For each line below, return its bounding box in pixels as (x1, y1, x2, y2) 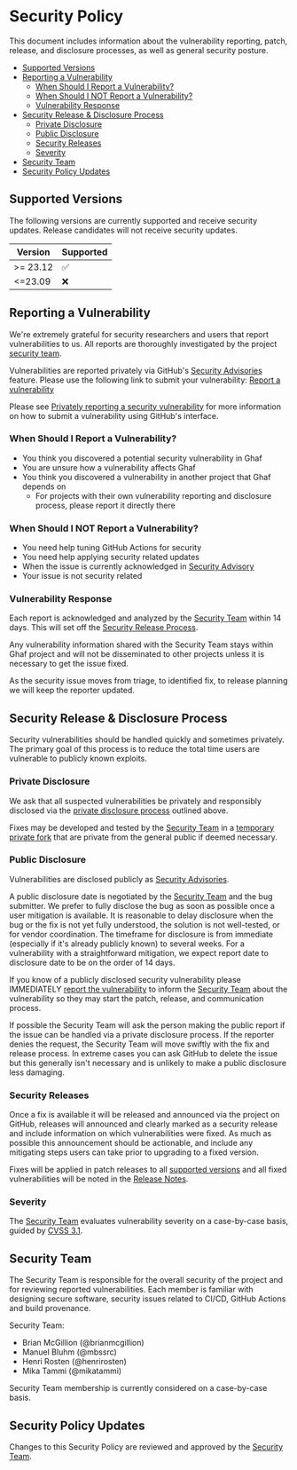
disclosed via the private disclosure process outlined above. (9, 805, 229, 816)
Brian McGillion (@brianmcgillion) (21, 1338, 145, 1348)
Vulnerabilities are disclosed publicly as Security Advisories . (9, 873, 230, 884)
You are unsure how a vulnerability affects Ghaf (21, 462, 197, 472)
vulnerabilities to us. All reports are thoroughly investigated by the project (9, 338, 277, 349)
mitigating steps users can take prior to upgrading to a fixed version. (9, 1147, 260, 1158)
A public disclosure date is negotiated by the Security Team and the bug (9, 890, 273, 902)
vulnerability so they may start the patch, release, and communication (9, 992, 264, 1004)
